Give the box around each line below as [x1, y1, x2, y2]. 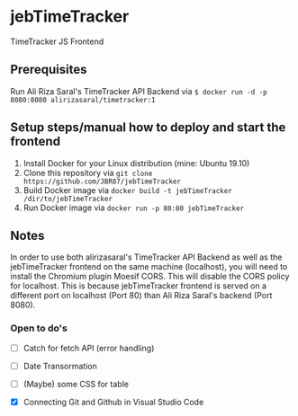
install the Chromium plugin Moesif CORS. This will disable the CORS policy [10, 271, 290, 282]
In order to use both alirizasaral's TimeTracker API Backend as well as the [10, 252, 283, 262]
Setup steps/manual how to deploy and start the [10, 119, 286, 136]
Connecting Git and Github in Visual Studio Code [23, 396, 204, 407]
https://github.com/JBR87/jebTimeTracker [23, 177, 181, 186]
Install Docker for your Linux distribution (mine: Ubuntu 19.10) [23, 157, 250, 168]
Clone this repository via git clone [23, 167, 153, 178]
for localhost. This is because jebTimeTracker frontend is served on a [10, 280, 267, 291]
